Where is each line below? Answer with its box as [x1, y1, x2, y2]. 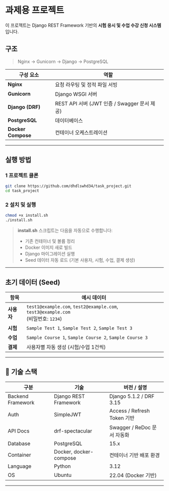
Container [8, 451, 31, 458]
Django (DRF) [8, 103, 41, 110]
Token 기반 [109, 414, 135, 421]
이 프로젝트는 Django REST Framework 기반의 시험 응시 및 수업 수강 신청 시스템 [5, 22, 161, 28]
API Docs [8, 427, 30, 434]
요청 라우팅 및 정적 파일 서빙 [55, 81, 118, 88]
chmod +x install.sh [5, 213, 49, 218]
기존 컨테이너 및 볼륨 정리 [25, 238, 75, 244]
